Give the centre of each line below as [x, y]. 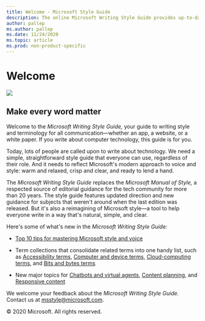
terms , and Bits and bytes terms [55, 263]
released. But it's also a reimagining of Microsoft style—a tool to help [93, 208]
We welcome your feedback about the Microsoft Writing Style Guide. [93, 293]
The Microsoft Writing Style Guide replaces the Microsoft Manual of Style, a [102, 182]
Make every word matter [54, 112]
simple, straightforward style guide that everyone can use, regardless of [97, 157]
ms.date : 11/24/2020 [33, 35]
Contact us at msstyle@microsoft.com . [55, 300]
